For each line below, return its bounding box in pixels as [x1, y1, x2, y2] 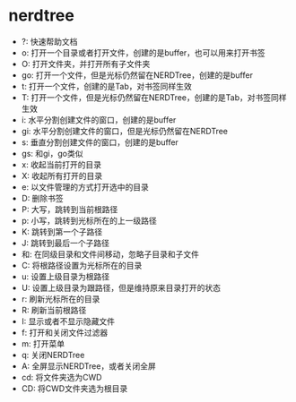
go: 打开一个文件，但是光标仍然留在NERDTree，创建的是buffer [21, 69, 253, 81]
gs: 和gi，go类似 [21, 148, 83, 158]
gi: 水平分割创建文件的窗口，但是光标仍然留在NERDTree [21, 125, 229, 136]
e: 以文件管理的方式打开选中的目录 [21, 181, 149, 192]
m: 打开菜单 [21, 338, 65, 349]
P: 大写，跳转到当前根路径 [21, 203, 118, 215]
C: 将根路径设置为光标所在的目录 [21, 260, 143, 270]
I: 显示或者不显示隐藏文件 [21, 315, 116, 327]
